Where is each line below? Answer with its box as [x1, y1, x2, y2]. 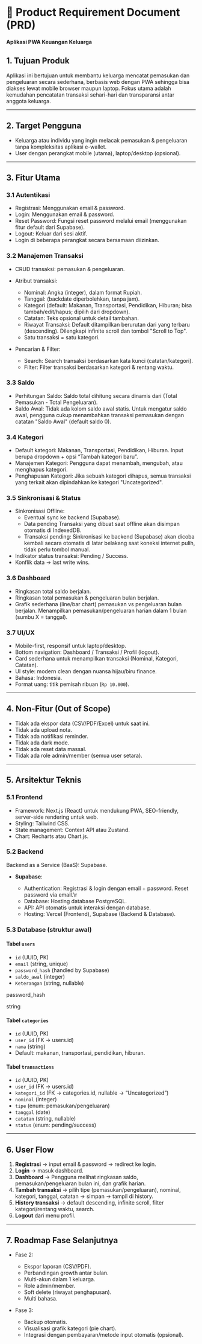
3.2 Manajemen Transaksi [6, 252, 84, 260]
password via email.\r [23, 891, 78, 898]
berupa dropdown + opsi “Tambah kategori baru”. [14, 453, 138, 461]
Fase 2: [14, 1251, 34, 1258]
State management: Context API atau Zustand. [14, 826, 130, 833]
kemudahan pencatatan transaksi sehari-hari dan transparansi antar [6, 91, 175, 98]
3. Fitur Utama [6, 172, 61, 183]
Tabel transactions [6, 1063, 54, 1070]
